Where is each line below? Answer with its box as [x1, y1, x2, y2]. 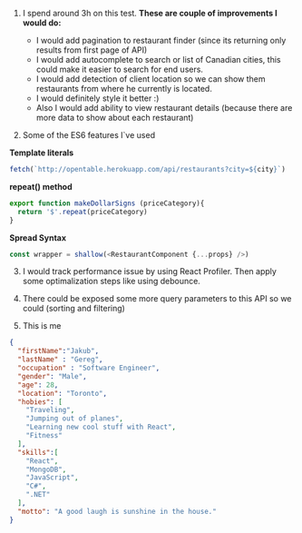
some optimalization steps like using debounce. [22, 276, 201, 287]
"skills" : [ [17, 448, 59, 457]
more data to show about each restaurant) [35, 113, 194, 123]
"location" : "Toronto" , [17, 389, 107, 398]
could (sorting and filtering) [22, 303, 125, 314]
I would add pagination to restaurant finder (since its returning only [35, 35, 287, 45]
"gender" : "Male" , [17, 371, 88, 380]
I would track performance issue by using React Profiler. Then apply [22, 266, 277, 277]
